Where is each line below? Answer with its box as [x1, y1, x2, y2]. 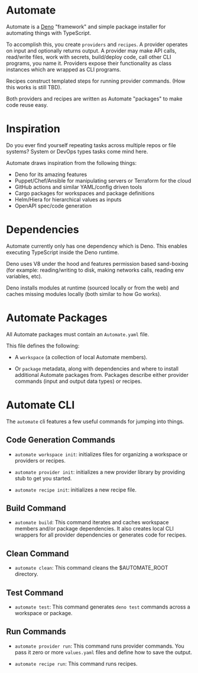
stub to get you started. [14, 474, 72, 482]
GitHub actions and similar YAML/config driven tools [14, 183, 142, 190]
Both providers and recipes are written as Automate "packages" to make [6, 95, 183, 102]
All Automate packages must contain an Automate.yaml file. [6, 330, 150, 337]
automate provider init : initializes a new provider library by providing [14, 468, 185, 476]
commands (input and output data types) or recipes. [14, 378, 142, 385]
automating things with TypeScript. [6, 29, 92, 36]
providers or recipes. [14, 457, 66, 464]
